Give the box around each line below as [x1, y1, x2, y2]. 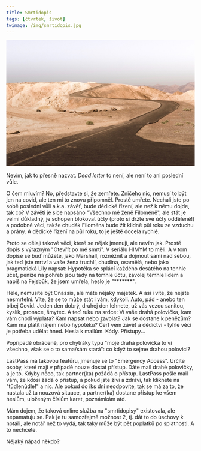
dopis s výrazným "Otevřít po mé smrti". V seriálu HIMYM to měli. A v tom [6, 246, 187, 253]
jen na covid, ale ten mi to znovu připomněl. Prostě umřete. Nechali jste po [6, 196, 190, 203]
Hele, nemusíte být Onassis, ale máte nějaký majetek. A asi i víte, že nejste [6, 290, 190, 297]
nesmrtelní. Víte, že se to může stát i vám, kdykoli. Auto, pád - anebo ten [6, 296, 185, 303]
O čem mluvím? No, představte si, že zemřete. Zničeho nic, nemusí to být [6, 190, 187, 197]
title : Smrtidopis [6, 10, 52, 16]
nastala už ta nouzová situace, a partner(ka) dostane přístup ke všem [6, 389, 177, 396]
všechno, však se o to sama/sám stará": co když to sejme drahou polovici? [6, 345, 190, 353]
